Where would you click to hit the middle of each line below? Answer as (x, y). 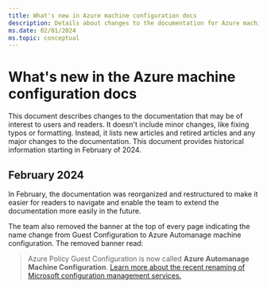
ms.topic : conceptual (44, 38)
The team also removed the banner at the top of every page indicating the (129, 226)
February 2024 (46, 175)
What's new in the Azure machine (122, 77)
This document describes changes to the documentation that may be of (126, 116)
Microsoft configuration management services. (104, 276)
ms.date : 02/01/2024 (43, 30)
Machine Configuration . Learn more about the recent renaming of (136, 267)
